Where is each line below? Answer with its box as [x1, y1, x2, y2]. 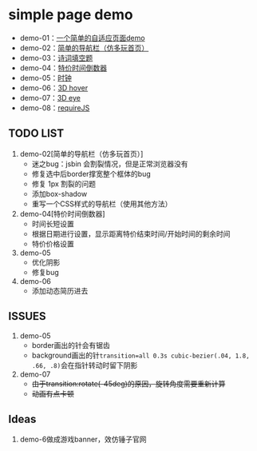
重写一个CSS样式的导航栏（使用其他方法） [31, 198, 172, 209]
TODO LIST [8, 126, 65, 141]
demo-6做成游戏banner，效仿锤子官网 [19, 434, 147, 445]
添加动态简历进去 [31, 285, 89, 295]
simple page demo [8, 6, 133, 24]
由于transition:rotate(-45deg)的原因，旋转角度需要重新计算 [31, 378, 226, 389]
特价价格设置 [31, 238, 74, 249]
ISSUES [8, 309, 46, 323]
